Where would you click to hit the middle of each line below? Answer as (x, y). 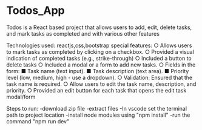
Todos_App (35, 11)
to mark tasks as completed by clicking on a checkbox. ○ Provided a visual (100, 51)
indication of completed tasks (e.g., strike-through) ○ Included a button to (99, 58)
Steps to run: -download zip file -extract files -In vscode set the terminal (96, 108)
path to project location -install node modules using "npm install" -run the (98, 115)
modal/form (21, 97)
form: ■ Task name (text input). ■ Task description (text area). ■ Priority (98, 71)
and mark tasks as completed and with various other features (83, 33)
